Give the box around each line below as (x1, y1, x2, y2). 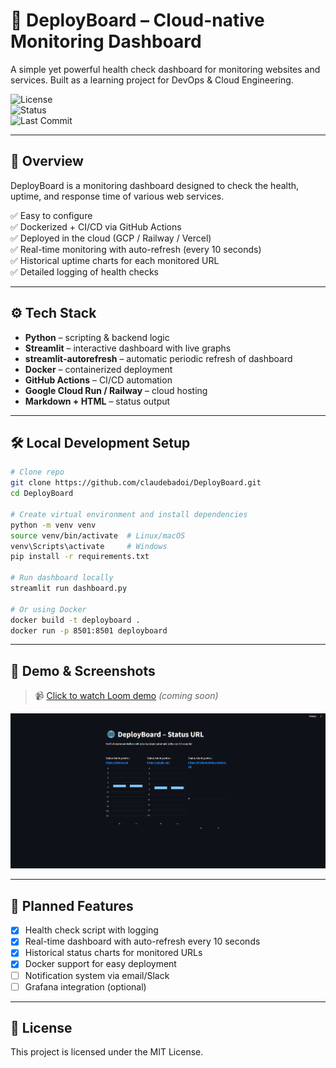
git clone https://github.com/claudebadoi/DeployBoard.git (10, 478, 262, 488)
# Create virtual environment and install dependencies (10, 509, 248, 519)
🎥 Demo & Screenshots (10, 662, 156, 679)
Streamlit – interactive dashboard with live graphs (24, 342, 232, 354)
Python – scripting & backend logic (24, 331, 170, 343)
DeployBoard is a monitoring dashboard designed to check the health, (10, 179, 300, 191)
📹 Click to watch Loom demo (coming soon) (34, 690, 219, 702)
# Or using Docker (10, 604, 87, 614)
